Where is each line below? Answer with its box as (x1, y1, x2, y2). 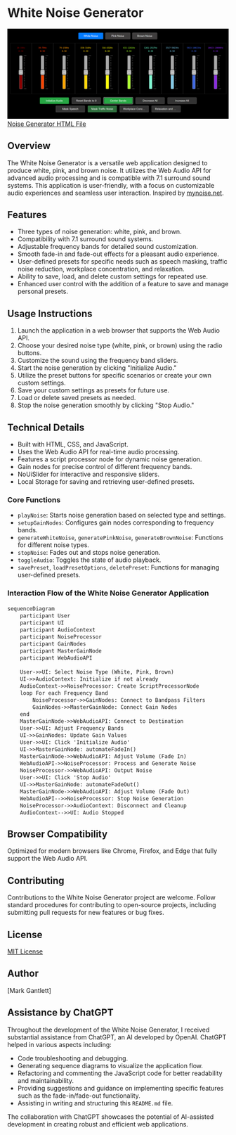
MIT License (7, 947, 44, 956)
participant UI (20, 619, 65, 627)
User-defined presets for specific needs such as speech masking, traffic (17, 257, 228, 266)
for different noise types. (17, 541, 90, 549)
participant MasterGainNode (20, 647, 102, 655)
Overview (7, 140, 51, 152)
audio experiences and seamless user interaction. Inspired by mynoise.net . (7, 188, 224, 197)
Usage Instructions (7, 307, 93, 319)
